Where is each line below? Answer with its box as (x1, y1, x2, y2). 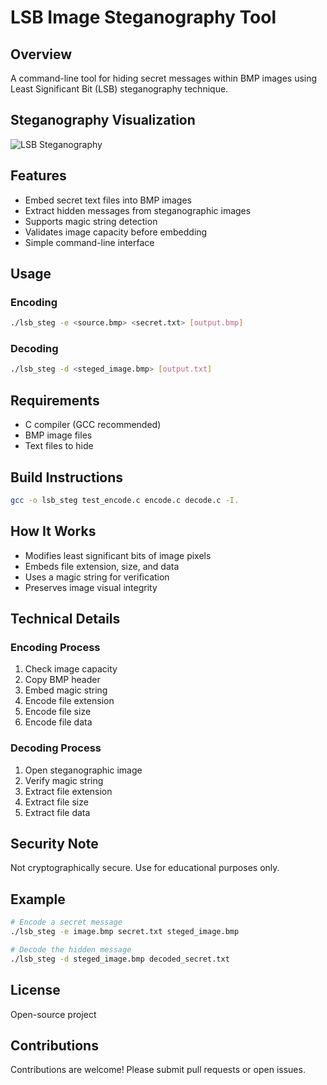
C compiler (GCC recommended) (24, 419, 162, 431)
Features (10, 167, 67, 185)
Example (10, 891, 66, 908)
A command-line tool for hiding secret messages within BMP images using (10, 72, 318, 84)
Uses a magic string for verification (24, 571, 170, 583)
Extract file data (24, 806, 91, 818)
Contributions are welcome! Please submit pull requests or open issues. (10, 1064, 306, 1076)
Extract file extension (24, 785, 113, 797)
